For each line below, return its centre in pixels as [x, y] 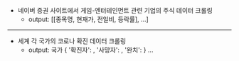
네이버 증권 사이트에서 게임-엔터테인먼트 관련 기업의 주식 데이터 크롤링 [115, 10]
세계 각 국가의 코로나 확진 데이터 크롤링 [72, 41]
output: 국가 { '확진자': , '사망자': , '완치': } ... [91, 50]
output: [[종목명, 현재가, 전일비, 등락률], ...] [89, 19]
